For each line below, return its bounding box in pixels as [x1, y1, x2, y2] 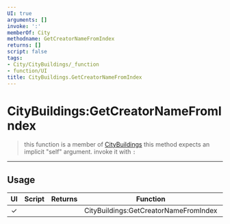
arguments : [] [7, 16, 48, 23]
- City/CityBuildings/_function [7, 61, 99, 68]
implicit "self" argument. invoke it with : [23, 148, 136, 156]
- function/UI [7, 67, 48, 74]
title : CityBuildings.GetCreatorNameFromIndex [7, 73, 142, 81]
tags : [7, 55, 23, 62]
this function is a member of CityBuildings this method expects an [23, 140, 210, 149]
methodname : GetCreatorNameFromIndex [7, 36, 115, 42]
